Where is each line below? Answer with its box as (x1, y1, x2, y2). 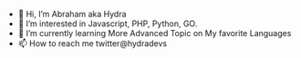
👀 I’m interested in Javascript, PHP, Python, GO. (17, 18, 198, 29)
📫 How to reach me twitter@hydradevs (17, 38, 168, 49)
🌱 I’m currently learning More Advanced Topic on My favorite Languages (17, 28, 292, 38)
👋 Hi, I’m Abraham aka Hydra (17, 9, 127, 19)
